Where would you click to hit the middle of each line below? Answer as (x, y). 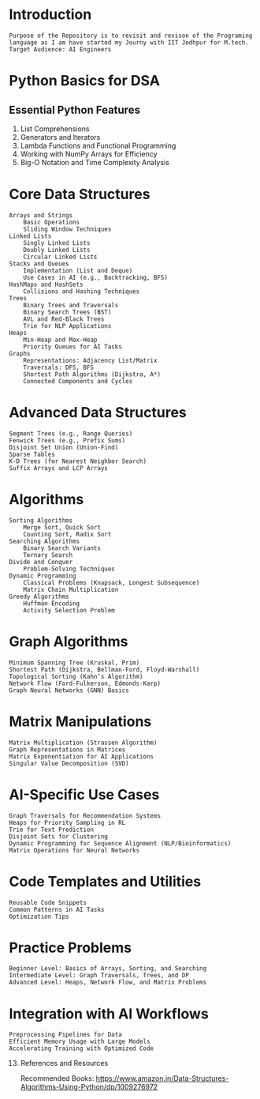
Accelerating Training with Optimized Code (82, 1048)
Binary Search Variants (62, 548)
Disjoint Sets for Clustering (59, 836)
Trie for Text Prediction (51, 830)
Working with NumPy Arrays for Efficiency (89, 154)
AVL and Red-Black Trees (64, 319)
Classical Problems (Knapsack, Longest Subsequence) (111, 582)
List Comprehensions (55, 129)
